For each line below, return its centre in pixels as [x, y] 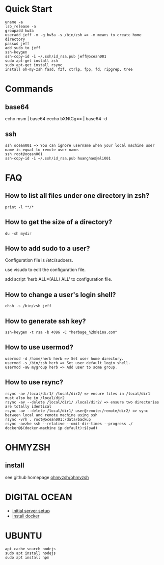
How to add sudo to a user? [48, 248]
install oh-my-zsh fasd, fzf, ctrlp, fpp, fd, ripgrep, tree [69, 69]
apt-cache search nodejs [30, 549]
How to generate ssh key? [46, 321]
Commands [29, 89]
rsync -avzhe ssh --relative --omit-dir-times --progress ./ [69, 424]
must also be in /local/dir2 [35, 398]
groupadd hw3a [20, 30]
